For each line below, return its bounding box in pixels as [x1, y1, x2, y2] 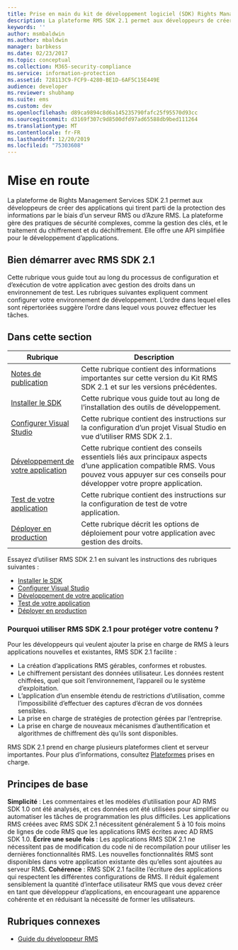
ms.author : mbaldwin [7, 37, 69, 44]
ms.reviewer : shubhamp [7, 89, 74, 96]
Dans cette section [7, 331, 92, 344]
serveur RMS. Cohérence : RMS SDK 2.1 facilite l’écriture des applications [7, 865, 222, 873]
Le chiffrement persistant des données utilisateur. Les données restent [17, 669, 225, 677]
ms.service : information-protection [7, 69, 115, 77]
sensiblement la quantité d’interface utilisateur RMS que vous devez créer [7, 880, 223, 888]
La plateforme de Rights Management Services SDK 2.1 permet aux [7, 196, 203, 205]
